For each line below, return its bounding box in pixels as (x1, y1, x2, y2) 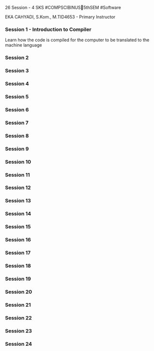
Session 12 (5, 184, 31, 191)
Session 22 (5, 314, 32, 321)
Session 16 (5, 237, 31, 243)
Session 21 (5, 301, 31, 308)
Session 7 (5, 119, 29, 126)
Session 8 (5, 132, 29, 139)
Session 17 (5, 250, 31, 256)
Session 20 (5, 288, 33, 295)
